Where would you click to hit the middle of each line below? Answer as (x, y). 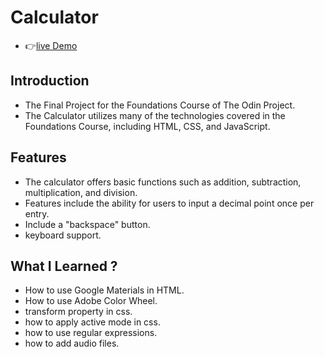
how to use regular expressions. (91, 333)
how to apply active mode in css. (92, 322)
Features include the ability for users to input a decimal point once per (169, 203)
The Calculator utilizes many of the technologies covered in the (155, 115)
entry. (37, 213)
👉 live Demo (51, 45)
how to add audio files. (72, 343)
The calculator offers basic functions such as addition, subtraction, (163, 182)
